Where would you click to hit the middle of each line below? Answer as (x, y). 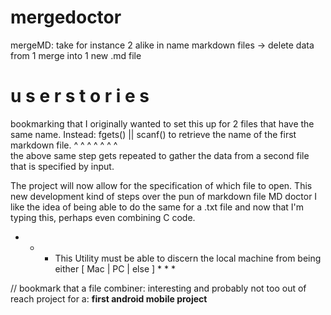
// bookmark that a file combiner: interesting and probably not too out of (158, 288)
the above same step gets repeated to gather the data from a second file (160, 155)
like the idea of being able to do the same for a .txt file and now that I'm (157, 207)
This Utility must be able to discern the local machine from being (188, 258)
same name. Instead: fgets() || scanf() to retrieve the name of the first (153, 134)
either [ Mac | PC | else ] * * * (115, 268)
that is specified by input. (62, 166)
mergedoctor (66, 17)
